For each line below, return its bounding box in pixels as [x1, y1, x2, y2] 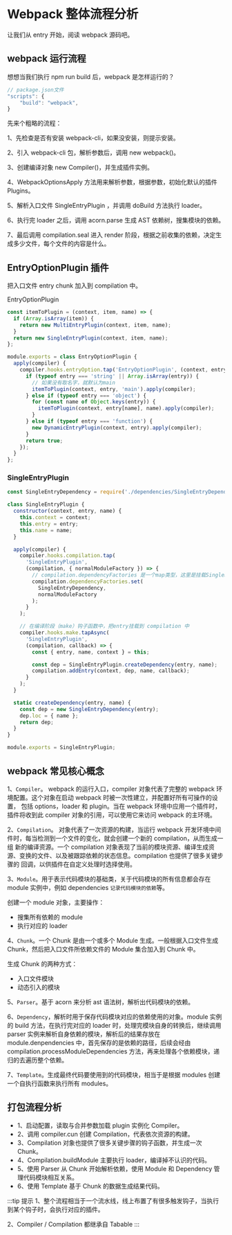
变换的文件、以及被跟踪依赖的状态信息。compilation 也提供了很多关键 [19, 851, 217, 859]
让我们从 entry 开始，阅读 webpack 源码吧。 [7, 30, 134, 39]
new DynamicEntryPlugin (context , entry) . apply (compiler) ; [32, 424, 202, 431]
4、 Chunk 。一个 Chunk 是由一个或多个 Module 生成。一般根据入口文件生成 [7, 936, 219, 945]
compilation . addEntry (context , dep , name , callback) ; [32, 667, 190, 674]
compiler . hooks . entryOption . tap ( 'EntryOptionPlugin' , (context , [19, 367, 209, 374]
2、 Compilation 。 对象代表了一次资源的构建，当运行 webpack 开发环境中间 [7, 825, 222, 834]
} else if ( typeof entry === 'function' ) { [25, 418, 153, 425]
